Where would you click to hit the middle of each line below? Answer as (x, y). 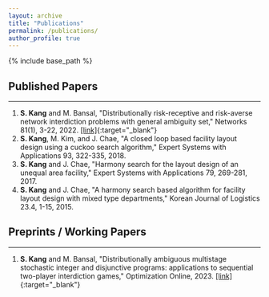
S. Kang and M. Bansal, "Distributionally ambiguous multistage (123, 258)
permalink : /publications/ (53, 31)
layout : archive (35, 16)
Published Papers (53, 86)
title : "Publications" (46, 23)
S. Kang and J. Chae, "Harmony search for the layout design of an (129, 165)
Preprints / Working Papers (77, 232)
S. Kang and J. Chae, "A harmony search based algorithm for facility (132, 190)
